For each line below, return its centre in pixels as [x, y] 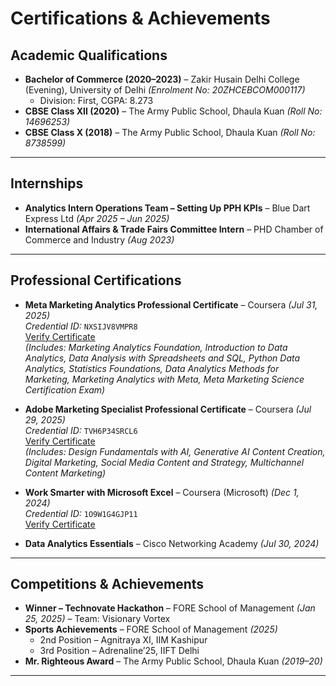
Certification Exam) [65, 389]
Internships [47, 183]
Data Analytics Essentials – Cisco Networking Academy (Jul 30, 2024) [172, 543]
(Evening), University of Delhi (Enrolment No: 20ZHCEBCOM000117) [165, 90]
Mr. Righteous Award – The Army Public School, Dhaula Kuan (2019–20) [173, 661]
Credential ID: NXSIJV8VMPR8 [81, 326]
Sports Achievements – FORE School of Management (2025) [151, 629]
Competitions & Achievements [107, 584]
